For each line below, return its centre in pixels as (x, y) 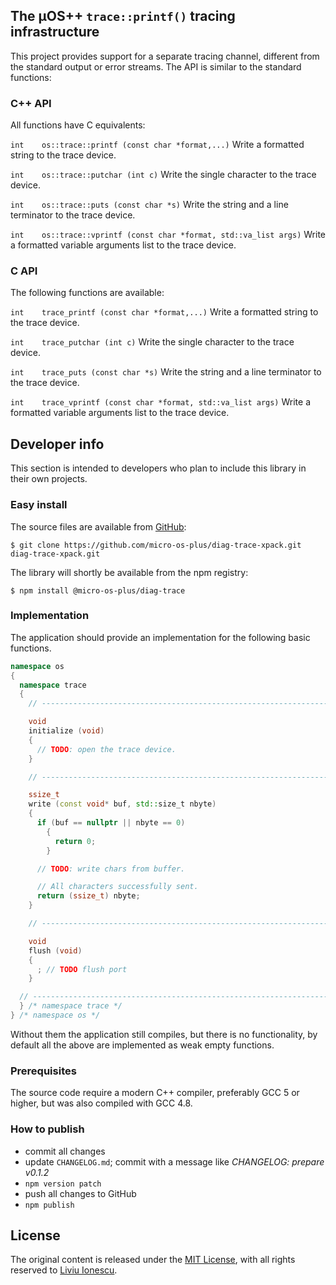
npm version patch (63, 1184)
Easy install (39, 505)
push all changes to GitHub (80, 1193)
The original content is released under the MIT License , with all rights (153, 1260)
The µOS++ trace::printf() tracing (123, 16)
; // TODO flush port (82, 969)
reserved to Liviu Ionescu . (64, 1270)
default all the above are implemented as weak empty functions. (142, 1045)
